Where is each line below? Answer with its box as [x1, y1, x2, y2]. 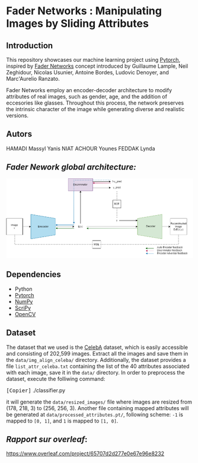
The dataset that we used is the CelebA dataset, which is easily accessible [6, 344, 189, 351]
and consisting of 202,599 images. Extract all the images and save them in [6, 349, 189, 357]
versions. [6, 112, 28, 119]
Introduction [6, 40, 53, 51]
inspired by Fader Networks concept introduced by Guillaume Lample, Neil [6, 62, 189, 70]
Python [14, 285, 33, 292]
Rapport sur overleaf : [6, 434, 88, 445]
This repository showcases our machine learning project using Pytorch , [6, 56, 181, 63]
